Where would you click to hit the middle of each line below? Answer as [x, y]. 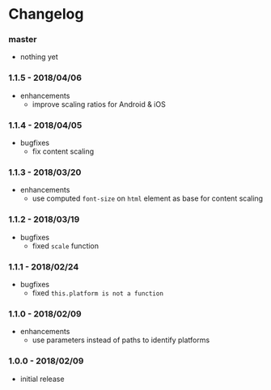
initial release [42, 379]
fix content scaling [63, 151]
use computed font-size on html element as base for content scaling [148, 198]
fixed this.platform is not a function [98, 293]
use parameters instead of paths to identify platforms [121, 340]
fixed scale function [66, 246]
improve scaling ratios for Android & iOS [99, 104]
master [23, 40]
